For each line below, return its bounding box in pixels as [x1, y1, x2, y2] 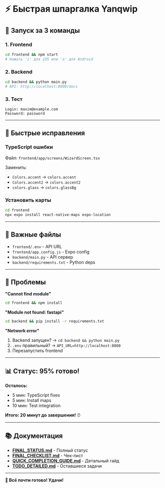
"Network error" [5, 328, 40, 334]
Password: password [5, 111, 45, 116]
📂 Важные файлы [5, 231, 61, 239]
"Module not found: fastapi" [5, 309, 64, 315]
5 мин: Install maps [12, 397, 52, 403]
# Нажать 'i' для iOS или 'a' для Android [5, 56, 93, 61]
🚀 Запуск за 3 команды [5, 26, 80, 34]
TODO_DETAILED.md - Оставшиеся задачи [12, 463, 102, 469]
